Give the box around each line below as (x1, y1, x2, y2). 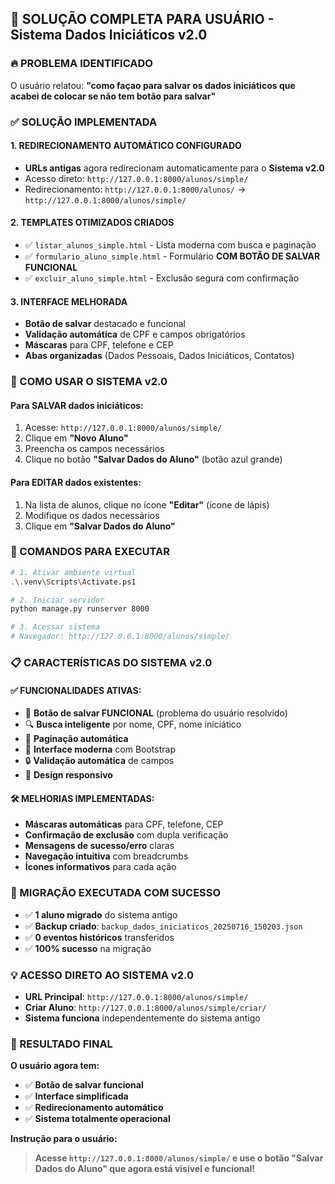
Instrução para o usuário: (10, 1133, 118, 1145)
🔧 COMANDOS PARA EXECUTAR (10, 545, 170, 559)
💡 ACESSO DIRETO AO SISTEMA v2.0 (10, 968, 194, 982)
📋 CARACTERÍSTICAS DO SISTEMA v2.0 (10, 656, 213, 670)
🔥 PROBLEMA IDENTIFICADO (10, 57, 153, 71)
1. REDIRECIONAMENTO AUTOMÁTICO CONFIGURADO (10, 140, 242, 152)
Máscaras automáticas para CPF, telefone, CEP (24, 818, 224, 831)
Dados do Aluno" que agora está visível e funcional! (34, 1163, 255, 1175)
